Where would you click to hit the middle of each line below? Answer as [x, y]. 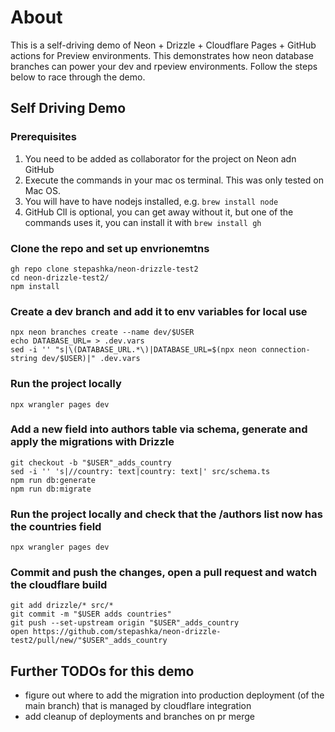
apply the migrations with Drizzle [92, 442]
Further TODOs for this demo [102, 671]
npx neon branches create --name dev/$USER [102, 332]
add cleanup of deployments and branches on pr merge [139, 717]
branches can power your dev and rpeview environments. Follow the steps [164, 66]
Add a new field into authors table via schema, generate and [159, 429]
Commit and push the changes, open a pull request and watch [164, 573]
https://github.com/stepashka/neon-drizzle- [127, 632]
